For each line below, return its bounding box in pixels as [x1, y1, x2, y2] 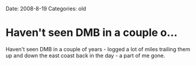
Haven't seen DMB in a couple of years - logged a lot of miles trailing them [5, 45, 191, 52]
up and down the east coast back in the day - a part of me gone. [5, 52, 165, 59]
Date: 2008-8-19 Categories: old [5, 5, 87, 12]
